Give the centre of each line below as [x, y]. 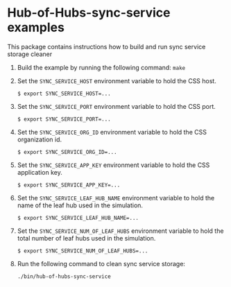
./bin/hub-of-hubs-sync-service [64, 276]
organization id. [40, 139]
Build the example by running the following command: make [101, 67]
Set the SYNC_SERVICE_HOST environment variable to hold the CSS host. [117, 80]
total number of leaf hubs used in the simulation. [86, 238]
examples [36, 27]
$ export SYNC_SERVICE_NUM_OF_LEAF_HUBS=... [83, 251]
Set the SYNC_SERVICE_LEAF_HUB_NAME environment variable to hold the [116, 198]
